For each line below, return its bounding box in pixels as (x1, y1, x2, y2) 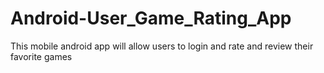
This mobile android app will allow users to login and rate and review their (10, 40, 314, 52)
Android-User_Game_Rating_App (10, 7, 292, 30)
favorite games (10, 50, 73, 62)
